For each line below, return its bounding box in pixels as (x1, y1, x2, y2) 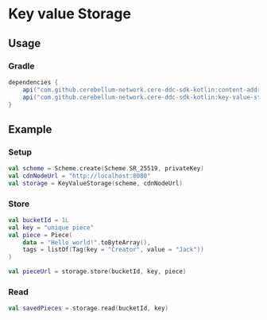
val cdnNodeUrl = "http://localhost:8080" (8, 172, 151, 180)
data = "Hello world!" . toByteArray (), (22, 238, 151, 247)
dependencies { (8, 78, 59, 86)
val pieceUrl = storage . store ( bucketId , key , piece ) (8, 267, 187, 275)
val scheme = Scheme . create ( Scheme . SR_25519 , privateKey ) (8, 165, 204, 173)
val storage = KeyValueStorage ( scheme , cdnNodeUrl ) (8, 179, 183, 187)
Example (8, 123, 52, 136)
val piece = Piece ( (8, 231, 73, 239)
